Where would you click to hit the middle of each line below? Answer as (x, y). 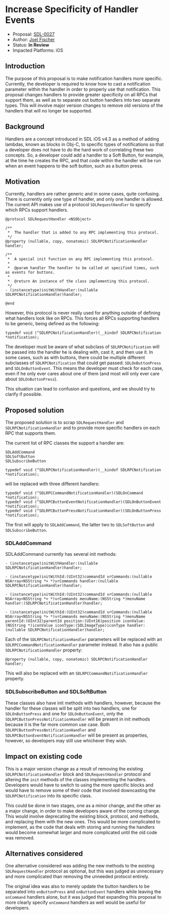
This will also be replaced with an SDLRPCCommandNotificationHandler (76, 673)
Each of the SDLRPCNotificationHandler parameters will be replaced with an (84, 639)
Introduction (25, 66)
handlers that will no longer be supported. (49, 110)
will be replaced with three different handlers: (52, 484)
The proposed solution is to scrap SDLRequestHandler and (65, 423)
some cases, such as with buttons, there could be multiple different (75, 358)
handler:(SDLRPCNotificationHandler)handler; (54, 603)
